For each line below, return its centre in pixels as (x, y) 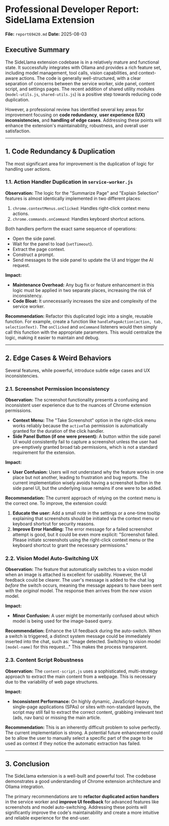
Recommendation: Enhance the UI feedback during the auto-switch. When (83, 631)
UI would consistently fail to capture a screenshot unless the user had (85, 442)
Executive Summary (37, 50)
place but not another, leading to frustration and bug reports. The (80, 477)
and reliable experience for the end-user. (48, 818)
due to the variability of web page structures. (52, 682)
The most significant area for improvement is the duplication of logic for (80, 164)
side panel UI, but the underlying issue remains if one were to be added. (87, 488)
